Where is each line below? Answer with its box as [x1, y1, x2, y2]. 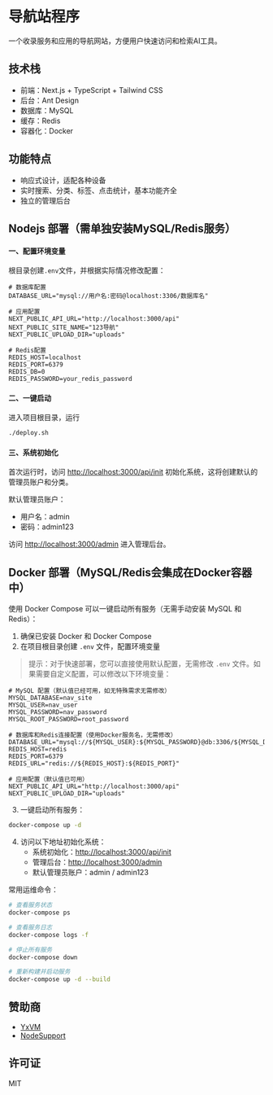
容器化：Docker [19, 125, 74, 135]
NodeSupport [19, 1031, 67, 1040]
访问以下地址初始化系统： [19, 837, 106, 847]
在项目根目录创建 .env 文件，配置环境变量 [19, 642, 161, 651]
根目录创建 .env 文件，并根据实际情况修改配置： [8, 265, 166, 275]
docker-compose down [8, 953, 79, 961]
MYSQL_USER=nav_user [8, 701, 79, 709]
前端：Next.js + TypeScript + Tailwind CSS [19, 85, 163, 94]
